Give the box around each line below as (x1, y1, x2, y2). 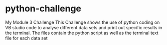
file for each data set (5, 35, 48, 41)
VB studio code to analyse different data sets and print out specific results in (5, 24, 163, 30)
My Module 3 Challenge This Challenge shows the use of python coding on (5, 19, 160, 25)
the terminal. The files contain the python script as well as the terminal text (5, 30, 159, 36)
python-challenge (5, 3, 81, 14)
